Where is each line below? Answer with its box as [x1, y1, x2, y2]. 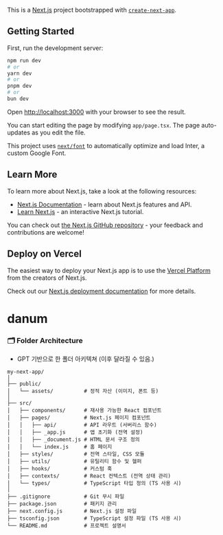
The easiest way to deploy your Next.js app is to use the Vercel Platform [7, 266, 211, 274]
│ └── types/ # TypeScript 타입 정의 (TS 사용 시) [7, 480, 182, 487]
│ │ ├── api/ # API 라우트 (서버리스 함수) [7, 422, 158, 429]
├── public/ [7, 381, 41, 388]
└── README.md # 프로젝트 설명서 [7, 523, 127, 530]
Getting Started [7, 25, 75, 37]
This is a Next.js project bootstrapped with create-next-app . [7, 6, 177, 14]
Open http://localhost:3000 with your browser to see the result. [7, 108, 187, 116]
